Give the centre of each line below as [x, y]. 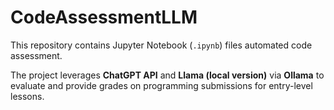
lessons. [27, 96]
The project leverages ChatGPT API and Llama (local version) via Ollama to [167, 75]
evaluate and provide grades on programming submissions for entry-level [161, 85]
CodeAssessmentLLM [104, 17]
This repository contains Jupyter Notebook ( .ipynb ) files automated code [161, 45]
